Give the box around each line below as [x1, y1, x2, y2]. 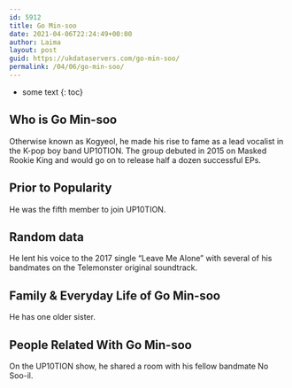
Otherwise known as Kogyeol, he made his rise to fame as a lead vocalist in [9, 136, 284, 146]
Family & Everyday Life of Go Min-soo [9, 288, 221, 303]
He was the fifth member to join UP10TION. [9, 204, 166, 214]
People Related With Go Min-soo [9, 338, 192, 353]
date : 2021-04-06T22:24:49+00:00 [9, 29, 133, 38]
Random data [9, 229, 84, 244]
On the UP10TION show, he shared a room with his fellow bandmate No [9, 361, 269, 371]
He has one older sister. [9, 312, 96, 322]
